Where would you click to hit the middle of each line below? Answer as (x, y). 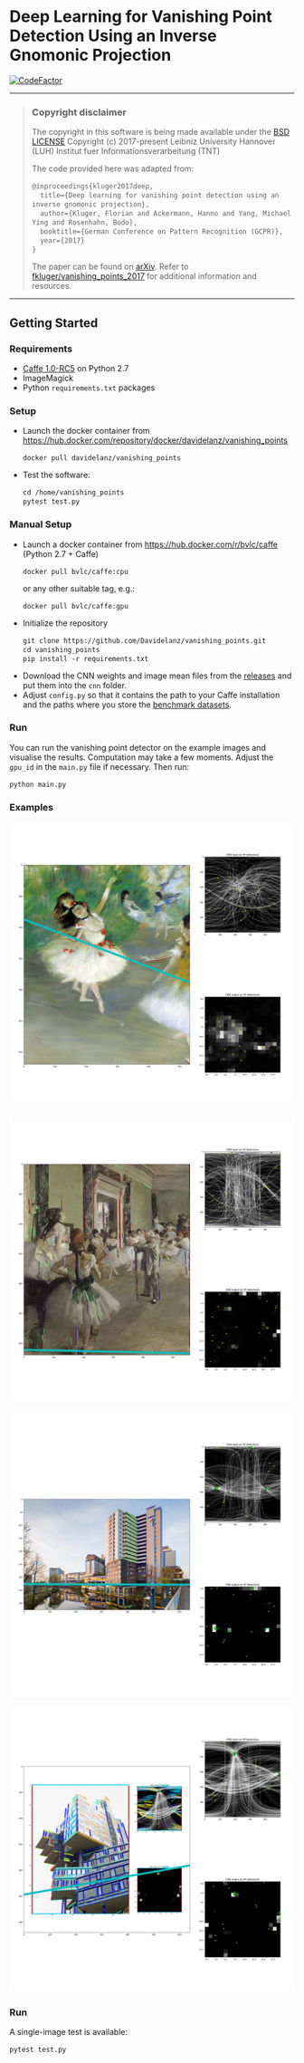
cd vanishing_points (61, 649)
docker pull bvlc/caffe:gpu (75, 606)
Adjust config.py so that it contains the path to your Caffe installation (151, 695)
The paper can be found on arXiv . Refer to (110, 267)
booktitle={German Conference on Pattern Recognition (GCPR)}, (161, 232)
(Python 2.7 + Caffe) (61, 553)
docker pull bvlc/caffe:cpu (75, 571)
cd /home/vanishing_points (73, 493)
